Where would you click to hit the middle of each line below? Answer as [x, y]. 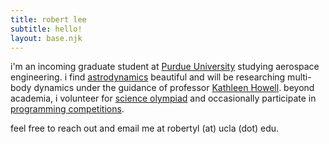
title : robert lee [48, 19]
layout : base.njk [46, 38]
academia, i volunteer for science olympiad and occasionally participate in [163, 98]
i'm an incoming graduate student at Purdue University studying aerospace [165, 67]
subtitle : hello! [46, 29]
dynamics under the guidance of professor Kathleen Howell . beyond [174, 88]
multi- [299, 77]
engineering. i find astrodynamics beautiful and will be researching [148, 77]
